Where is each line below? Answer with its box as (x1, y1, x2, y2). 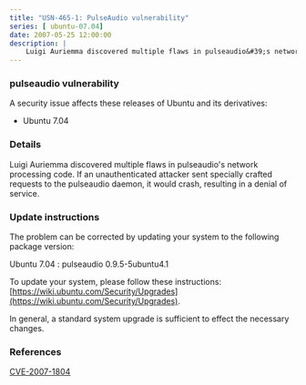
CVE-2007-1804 (9, 366, 71, 378)
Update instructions (9, 210, 100, 223)
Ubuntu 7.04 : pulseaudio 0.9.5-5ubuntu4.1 (9, 258, 169, 269)
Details (9, 138, 42, 151)
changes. (9, 323, 45, 334)
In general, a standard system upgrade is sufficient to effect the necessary (9, 313, 290, 324)
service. (9, 187, 40, 198)
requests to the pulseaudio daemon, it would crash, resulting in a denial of (9, 178, 288, 189)
